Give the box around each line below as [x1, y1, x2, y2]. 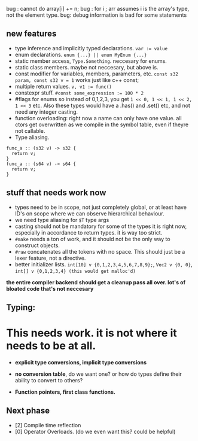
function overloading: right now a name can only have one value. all [14, 114, 182, 121]
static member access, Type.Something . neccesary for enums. [14, 57, 167, 65]
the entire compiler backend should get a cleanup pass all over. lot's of [6, 278, 186, 286]
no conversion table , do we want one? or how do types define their [14, 370, 182, 378]
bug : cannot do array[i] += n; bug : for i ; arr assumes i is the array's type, [6, 5, 190, 12]
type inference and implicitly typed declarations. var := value [14, 44, 168, 51]
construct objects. [14, 242, 60, 249]
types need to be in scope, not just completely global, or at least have [14, 203, 187, 211]
